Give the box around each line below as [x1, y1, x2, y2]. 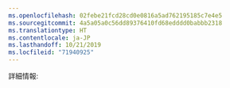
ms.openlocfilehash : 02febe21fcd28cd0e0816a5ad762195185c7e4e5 [8, 11, 223, 20]
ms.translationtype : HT [8, 26, 88, 34]
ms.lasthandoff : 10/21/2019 [8, 41, 102, 49]
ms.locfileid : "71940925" [8, 48, 94, 56]
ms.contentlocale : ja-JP [8, 33, 91, 42]
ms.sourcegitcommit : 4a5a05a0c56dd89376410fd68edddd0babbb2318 [8, 19, 223, 27]
